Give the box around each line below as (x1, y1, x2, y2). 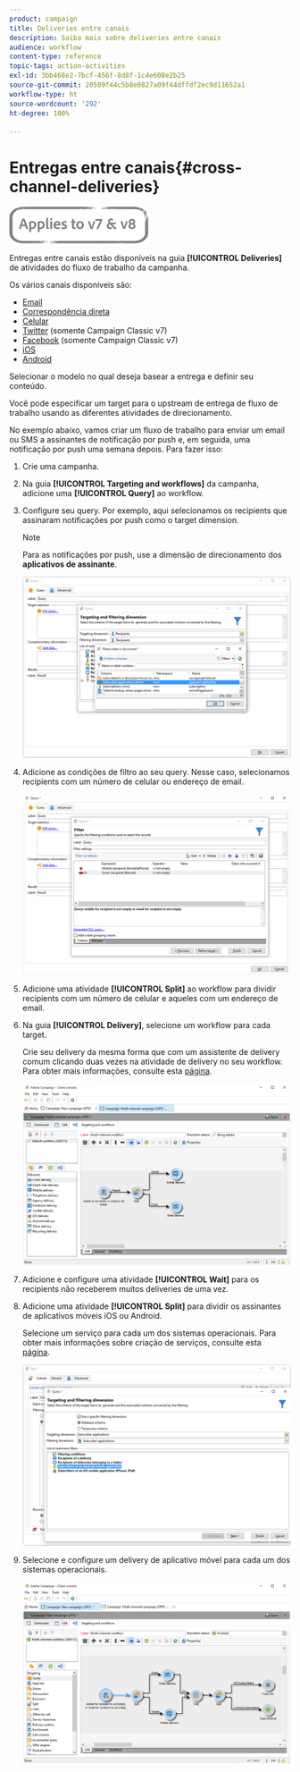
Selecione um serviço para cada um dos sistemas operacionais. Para (21, 1328, 277, 1338)
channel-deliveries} (9, 177, 161, 197)
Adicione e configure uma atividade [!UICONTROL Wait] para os (21, 1274, 260, 1285)
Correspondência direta (21, 307, 110, 317)
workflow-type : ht (9, 89, 78, 98)
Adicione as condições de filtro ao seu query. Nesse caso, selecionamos (21, 766, 290, 777)
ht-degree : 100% (9, 108, 70, 118)
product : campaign (9, 14, 78, 23)
